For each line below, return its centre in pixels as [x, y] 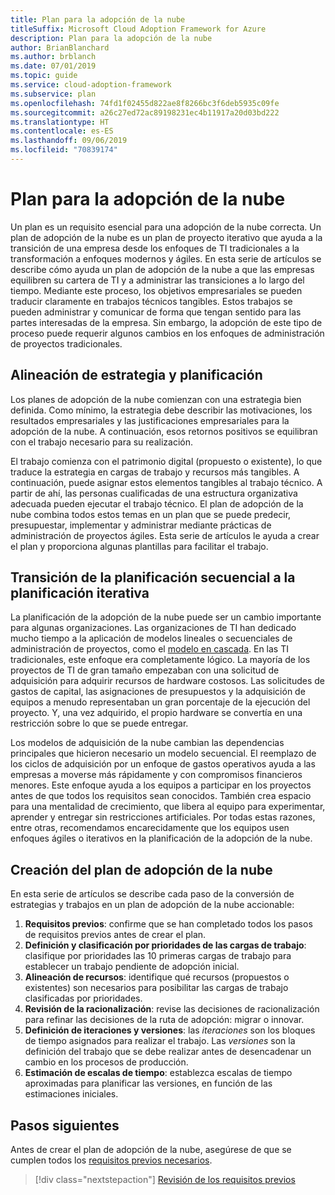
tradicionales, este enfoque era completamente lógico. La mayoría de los [160, 660]
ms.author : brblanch [53, 57]
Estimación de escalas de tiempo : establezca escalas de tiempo [158, 1073]
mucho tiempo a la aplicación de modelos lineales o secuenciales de [151, 638]
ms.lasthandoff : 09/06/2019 [69, 141]
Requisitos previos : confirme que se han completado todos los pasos [168, 924]
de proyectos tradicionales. [66, 343]
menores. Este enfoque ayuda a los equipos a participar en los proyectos [161, 785]
